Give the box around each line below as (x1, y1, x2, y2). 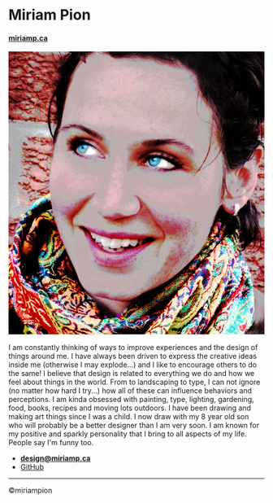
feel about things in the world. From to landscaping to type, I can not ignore (8, 377, 261, 387)
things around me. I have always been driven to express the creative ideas (8, 351, 258, 361)
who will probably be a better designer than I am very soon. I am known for (8, 420, 260, 430)
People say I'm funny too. (8, 437, 94, 447)
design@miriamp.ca (19, 453, 91, 463)
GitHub (19, 461, 45, 471)
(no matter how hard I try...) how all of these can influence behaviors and (8, 385, 253, 396)
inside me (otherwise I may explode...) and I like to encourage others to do (8, 360, 258, 370)
